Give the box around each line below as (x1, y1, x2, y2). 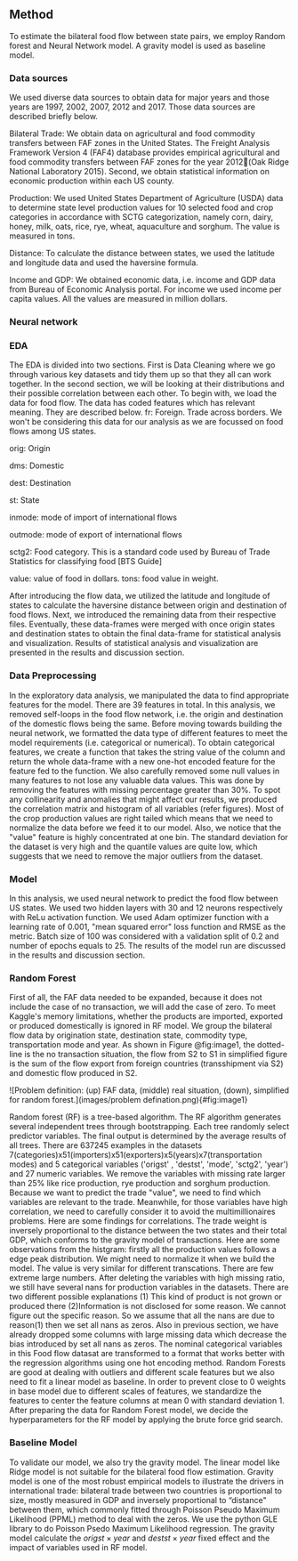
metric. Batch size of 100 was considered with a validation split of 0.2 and (9, 930, 279, 942)
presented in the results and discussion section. (9, 647, 185, 658)
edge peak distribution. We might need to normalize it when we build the (9, 1254, 276, 1265)
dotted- (256, 1039, 286, 1050)
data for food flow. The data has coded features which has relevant (9, 398, 255, 408)
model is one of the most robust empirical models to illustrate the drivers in (9, 1476, 285, 1486)
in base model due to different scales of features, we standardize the (9, 1386, 262, 1396)
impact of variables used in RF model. (9, 1541, 148, 1552)
